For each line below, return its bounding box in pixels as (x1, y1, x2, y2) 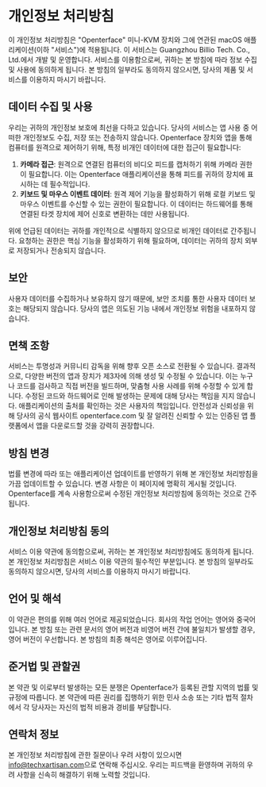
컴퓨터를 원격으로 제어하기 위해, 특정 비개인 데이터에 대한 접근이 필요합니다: (8, 142, 241, 152)
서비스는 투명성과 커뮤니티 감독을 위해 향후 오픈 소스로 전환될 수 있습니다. (8, 362, 235, 371)
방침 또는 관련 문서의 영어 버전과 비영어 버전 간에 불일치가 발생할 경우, (39, 624, 256, 634)
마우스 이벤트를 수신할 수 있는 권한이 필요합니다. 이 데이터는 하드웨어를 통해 (19, 199, 253, 209)
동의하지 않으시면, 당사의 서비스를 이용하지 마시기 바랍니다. (8, 566, 191, 576)
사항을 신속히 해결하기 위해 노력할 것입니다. (16, 770, 151, 780)
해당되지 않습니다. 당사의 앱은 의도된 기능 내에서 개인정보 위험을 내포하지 (22, 303, 248, 313)
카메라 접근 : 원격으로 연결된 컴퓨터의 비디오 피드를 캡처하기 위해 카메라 (19, 159, 238, 169)
